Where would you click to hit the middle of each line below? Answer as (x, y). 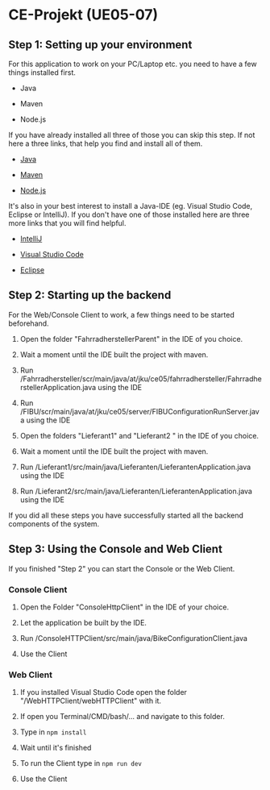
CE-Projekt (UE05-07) (83, 15)
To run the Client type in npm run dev (81, 763)
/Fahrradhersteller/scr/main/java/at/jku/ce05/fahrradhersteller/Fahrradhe (141, 378)
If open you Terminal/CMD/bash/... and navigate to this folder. (123, 717)
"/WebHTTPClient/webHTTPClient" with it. (91, 701)
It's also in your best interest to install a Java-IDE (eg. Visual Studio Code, (131, 206)
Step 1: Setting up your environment (100, 45)
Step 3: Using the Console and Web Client (116, 549)
